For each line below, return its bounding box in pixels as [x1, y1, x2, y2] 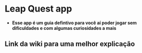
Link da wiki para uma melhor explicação [5, 40, 135, 48]
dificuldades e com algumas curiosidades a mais [12, 25, 117, 31]
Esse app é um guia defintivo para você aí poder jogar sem [12, 20, 137, 26]
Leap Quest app [5, 3, 73, 15]
